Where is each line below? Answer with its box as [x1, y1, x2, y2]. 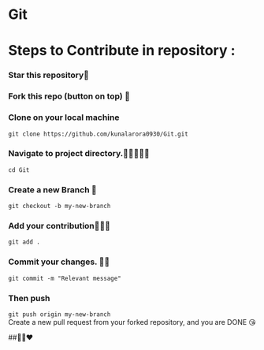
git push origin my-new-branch [8, 311, 111, 318]
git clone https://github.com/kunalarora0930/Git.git [8, 130, 189, 138]
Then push [8, 292, 50, 303]
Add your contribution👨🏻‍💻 [8, 221, 110, 232]
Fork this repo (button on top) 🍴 [8, 91, 130, 102]
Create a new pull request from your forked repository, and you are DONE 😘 [8, 318, 256, 326]
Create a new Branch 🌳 [8, 184, 97, 195]
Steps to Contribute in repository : [8, 42, 236, 60]
